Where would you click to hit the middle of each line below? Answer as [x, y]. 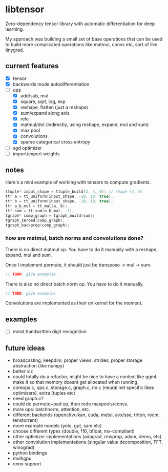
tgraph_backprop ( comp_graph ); [38, 225]
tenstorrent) [25, 420]
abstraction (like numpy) [38, 366]
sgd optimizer [27, 148]
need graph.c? [28, 399]
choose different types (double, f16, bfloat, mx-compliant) [73, 431]
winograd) [24, 447]
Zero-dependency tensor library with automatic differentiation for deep [80, 24]
